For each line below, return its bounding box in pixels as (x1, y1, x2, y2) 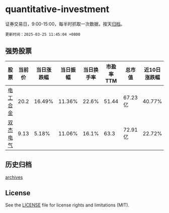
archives (5, 174, 23, 180)
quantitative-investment (5, 4, 110, 15)
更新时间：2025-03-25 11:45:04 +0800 (5, 32, 80, 37)
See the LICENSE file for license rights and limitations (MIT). (5, 202, 130, 208)
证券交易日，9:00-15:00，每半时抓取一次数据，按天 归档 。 (5, 21, 125, 27)
